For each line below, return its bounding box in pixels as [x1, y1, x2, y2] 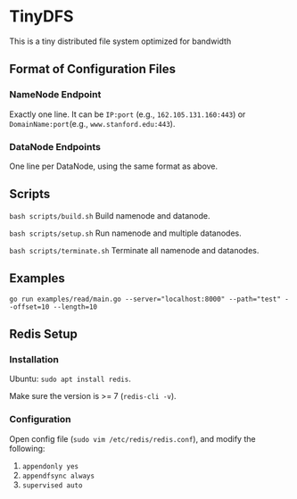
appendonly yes [21, 462, 79, 470]
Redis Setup [9, 326, 78, 341]
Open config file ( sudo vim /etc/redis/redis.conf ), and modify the [9, 433, 256, 444]
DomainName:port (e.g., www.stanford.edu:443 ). [9, 118, 176, 129]
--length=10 [53, 302, 98, 312]
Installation [9, 353, 60, 365]
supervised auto [21, 480, 83, 490]
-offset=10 [9, 302, 50, 312]
